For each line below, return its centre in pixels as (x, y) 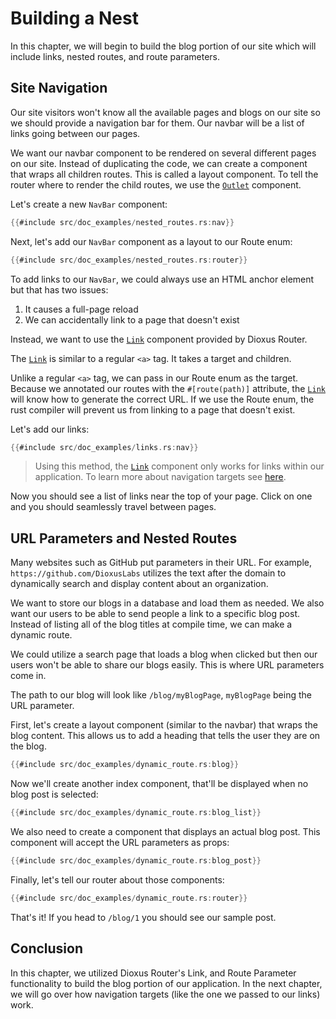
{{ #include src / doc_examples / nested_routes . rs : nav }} (122, 222)
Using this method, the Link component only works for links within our (179, 466)
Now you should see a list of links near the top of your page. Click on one (161, 496)
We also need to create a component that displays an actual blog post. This (165, 831)
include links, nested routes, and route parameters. (115, 56)
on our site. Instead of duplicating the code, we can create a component (159, 163)
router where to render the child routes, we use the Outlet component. (156, 184)
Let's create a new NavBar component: (89, 204)
